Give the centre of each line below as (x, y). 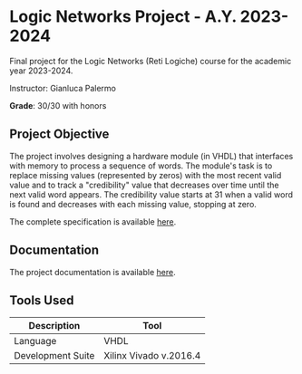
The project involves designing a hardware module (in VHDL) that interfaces (151, 156)
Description (54, 326)
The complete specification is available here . (93, 221)
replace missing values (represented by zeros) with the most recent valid (146, 175)
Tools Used (42, 300)
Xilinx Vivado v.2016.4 (152, 356)
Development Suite (54, 356)
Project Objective (59, 134)
